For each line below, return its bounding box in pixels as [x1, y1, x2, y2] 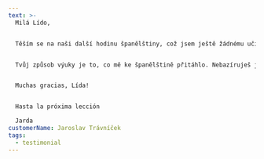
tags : [8, 131, 26, 139]
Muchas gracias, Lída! [15, 81, 90, 90]
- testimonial [15, 139, 61, 146]
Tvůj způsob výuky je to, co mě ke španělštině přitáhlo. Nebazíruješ [15, 60, 251, 69]
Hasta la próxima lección [15, 103, 101, 110]
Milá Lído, [15, 19, 51, 27]
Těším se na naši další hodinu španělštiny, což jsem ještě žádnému [15, 40, 244, 48]
